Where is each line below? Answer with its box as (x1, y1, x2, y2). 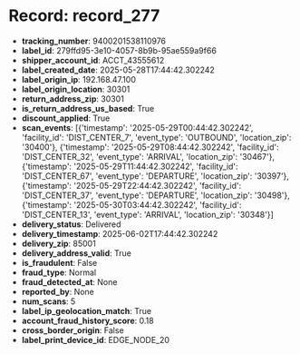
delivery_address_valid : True (21, 247, 132, 259)
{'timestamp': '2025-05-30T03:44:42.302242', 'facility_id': (21, 199, 242, 210)
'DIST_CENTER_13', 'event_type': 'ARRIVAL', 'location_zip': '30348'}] (21, 209, 274, 220)
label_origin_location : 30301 (21, 84, 131, 94)
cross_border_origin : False (21, 324, 124, 336)
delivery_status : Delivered (21, 219, 121, 230)
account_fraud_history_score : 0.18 (21, 315, 155, 326)
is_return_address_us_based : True (21, 103, 155, 113)
